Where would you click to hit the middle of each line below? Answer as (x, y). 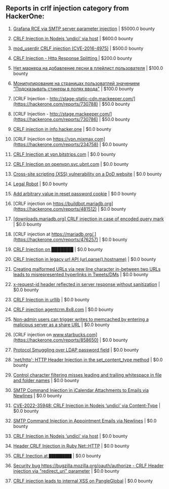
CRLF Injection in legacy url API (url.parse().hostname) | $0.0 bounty (85, 259)
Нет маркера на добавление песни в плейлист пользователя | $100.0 (88, 68)
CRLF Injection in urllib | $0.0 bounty (51, 299)
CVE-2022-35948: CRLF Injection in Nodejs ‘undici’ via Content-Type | (87, 405)
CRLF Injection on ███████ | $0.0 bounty (58, 249)
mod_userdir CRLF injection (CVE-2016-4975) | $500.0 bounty (78, 48)
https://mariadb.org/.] (74, 234)
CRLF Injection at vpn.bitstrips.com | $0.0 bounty (64, 154)
